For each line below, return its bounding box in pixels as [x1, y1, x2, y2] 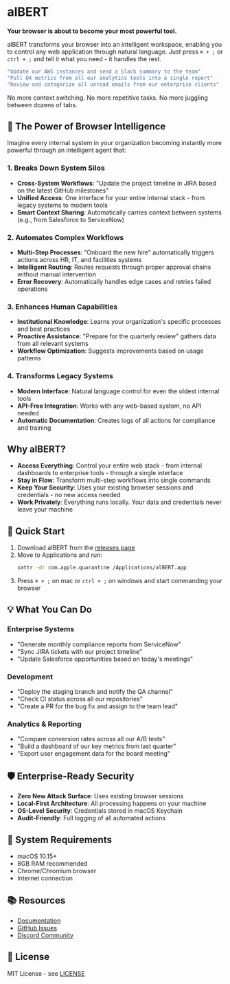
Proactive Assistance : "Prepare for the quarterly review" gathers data [16, 332, 216, 340]
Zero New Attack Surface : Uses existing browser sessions [16, 792, 184, 800]
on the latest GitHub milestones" [16, 186, 109, 195]
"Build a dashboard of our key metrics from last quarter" [16, 742, 176, 750]
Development [7, 672, 54, 681]
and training [16, 424, 51, 432]
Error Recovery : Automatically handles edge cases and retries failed [16, 277, 211, 285]
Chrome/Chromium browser [16, 866, 97, 875]
